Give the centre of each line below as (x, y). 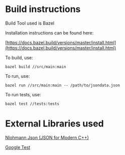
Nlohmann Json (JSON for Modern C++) (47, 137)
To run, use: (18, 76)
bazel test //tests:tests (32, 104)
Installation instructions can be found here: (49, 33)
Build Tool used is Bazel (30, 23)
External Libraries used (54, 124)
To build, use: (19, 57)
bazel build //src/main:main (36, 67)
